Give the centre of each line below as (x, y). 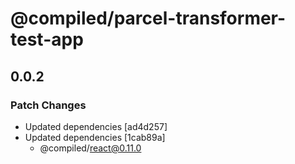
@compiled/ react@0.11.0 (90, 148)
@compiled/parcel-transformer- (148, 18)
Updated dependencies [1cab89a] (95, 137)
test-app (47, 39)
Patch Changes (48, 105)
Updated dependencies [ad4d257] (96, 126)
